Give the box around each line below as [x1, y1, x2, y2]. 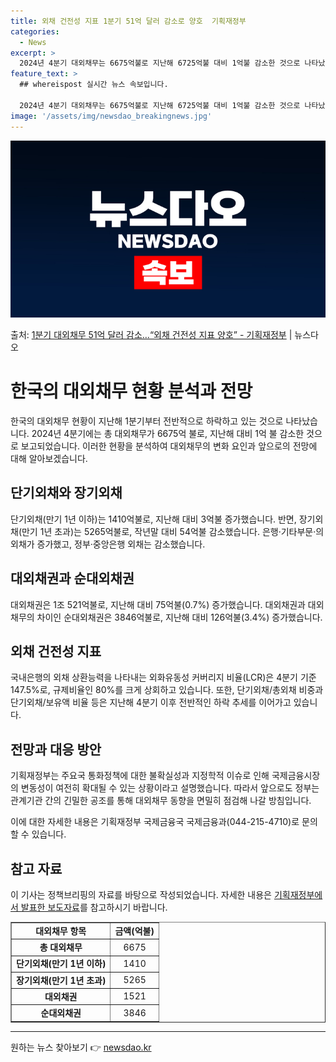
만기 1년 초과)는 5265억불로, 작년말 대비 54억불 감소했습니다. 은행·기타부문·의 [21, 525, 325, 537]
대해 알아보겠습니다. [10, 452, 88, 464]
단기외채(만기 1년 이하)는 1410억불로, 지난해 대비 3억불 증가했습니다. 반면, [10, 513, 297, 525]
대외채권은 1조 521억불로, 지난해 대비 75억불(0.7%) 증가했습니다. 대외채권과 [10, 598, 306, 610]
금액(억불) [114, 925, 155, 937]
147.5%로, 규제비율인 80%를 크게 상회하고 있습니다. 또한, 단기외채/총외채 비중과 [10, 684, 324, 696]
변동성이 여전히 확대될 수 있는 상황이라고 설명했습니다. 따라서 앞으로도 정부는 [20, 782, 320, 794]
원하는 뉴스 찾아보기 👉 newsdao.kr [10, 1041, 152, 1053]
